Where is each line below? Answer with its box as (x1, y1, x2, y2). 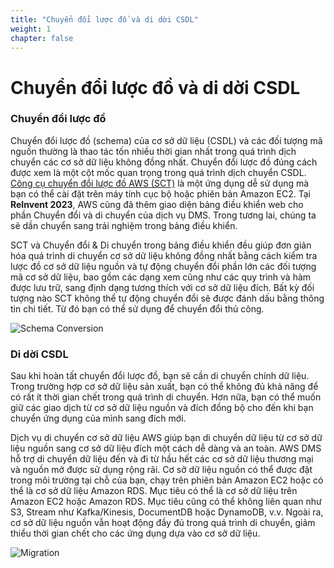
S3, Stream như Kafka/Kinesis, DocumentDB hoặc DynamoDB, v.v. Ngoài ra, (10, 506, 324, 518)
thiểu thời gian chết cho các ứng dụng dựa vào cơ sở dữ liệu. (10, 527, 261, 540)
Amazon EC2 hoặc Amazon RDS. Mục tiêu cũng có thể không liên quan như (10, 496, 322, 508)
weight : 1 (10, 24, 52, 34)
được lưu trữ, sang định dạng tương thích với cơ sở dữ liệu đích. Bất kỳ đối (10, 281, 315, 293)
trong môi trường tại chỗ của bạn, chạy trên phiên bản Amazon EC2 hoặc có (10, 474, 324, 486)
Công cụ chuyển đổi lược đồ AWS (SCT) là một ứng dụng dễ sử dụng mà (10, 177, 310, 189)
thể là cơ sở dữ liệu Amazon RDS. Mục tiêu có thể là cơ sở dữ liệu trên (10, 485, 298, 497)
